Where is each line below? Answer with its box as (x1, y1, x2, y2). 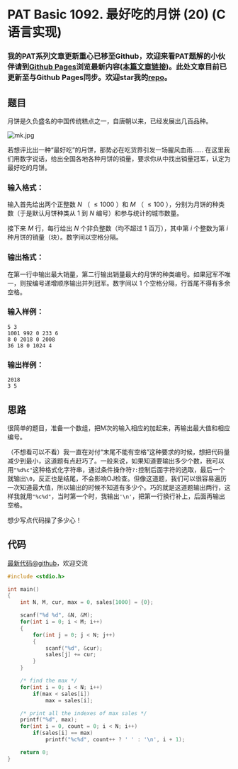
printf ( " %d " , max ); (20, 717, 78, 724)
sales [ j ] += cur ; (45, 651, 97, 658)
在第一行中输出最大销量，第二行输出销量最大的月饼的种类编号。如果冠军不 (7, 270, 225, 279)
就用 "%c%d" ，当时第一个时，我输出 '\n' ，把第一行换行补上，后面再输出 (19, 492, 225, 500)
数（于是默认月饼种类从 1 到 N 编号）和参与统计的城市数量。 (7, 209, 183, 218)
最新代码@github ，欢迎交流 (7, 558, 89, 567)
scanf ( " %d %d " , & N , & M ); (20, 612, 93, 619)
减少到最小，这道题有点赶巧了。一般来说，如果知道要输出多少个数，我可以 (7, 456, 225, 465)
